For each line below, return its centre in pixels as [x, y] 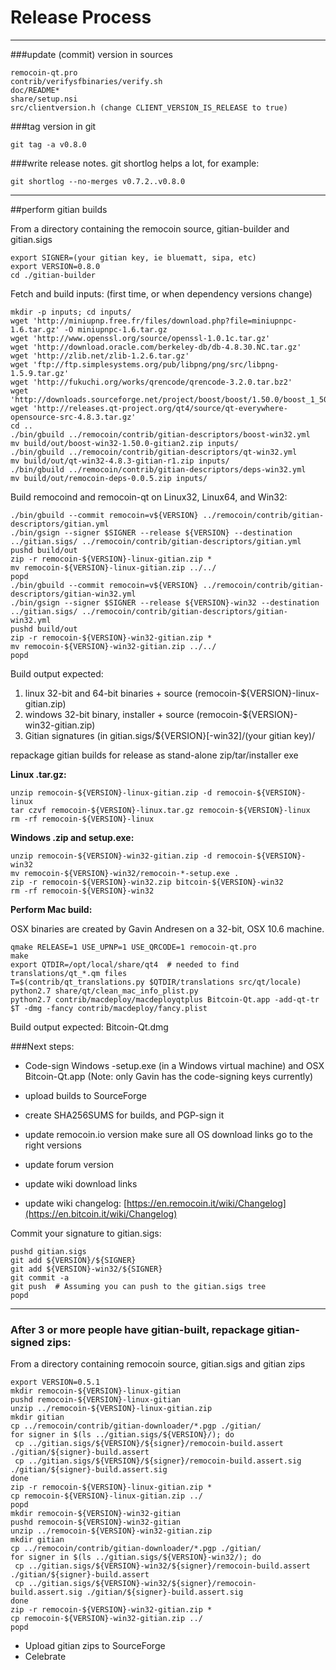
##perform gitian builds [59, 209]
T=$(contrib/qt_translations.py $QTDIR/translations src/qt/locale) [156, 982]
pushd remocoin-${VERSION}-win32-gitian [96, 1522]
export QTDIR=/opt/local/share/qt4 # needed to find [125, 964]
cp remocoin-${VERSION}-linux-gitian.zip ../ [106, 1496]
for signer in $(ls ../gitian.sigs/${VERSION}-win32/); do [136, 1557]
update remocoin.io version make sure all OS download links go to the [168, 1134]
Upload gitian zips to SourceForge [95, 1646]
